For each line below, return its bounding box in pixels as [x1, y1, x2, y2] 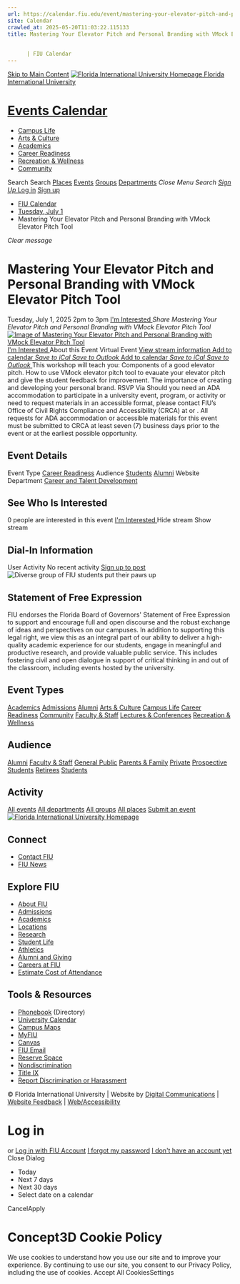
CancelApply [7, 1204, 46, 1213]
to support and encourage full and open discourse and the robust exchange [7, 618, 231, 626]
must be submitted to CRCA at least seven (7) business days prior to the [7, 421, 220, 429]
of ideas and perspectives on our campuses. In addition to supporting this [7, 626, 225, 634]
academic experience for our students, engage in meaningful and [29, 641, 221, 649]
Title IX [17, 1068, 39, 1077]
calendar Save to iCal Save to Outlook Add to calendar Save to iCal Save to [7, 353, 230, 362]
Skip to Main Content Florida [7, 69, 225, 79]
